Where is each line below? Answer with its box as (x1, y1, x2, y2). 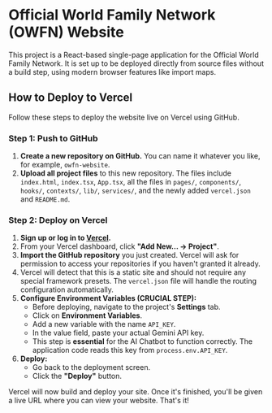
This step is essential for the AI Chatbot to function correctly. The (32, 337, 253, 346)
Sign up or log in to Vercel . (19, 233, 111, 243)
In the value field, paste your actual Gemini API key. (32, 328, 205, 338)
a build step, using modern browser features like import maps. (8, 67, 217, 76)
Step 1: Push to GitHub (8, 133, 99, 144)
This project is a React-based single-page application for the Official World (8, 50, 259, 59)
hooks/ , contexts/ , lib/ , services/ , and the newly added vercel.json (19, 185, 252, 196)
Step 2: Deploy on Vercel (8, 214, 108, 225)
